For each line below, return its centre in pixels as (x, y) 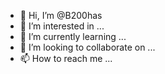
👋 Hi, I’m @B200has (61, 15)
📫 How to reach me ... (66, 58)
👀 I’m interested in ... (62, 26)
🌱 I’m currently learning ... (73, 36)
